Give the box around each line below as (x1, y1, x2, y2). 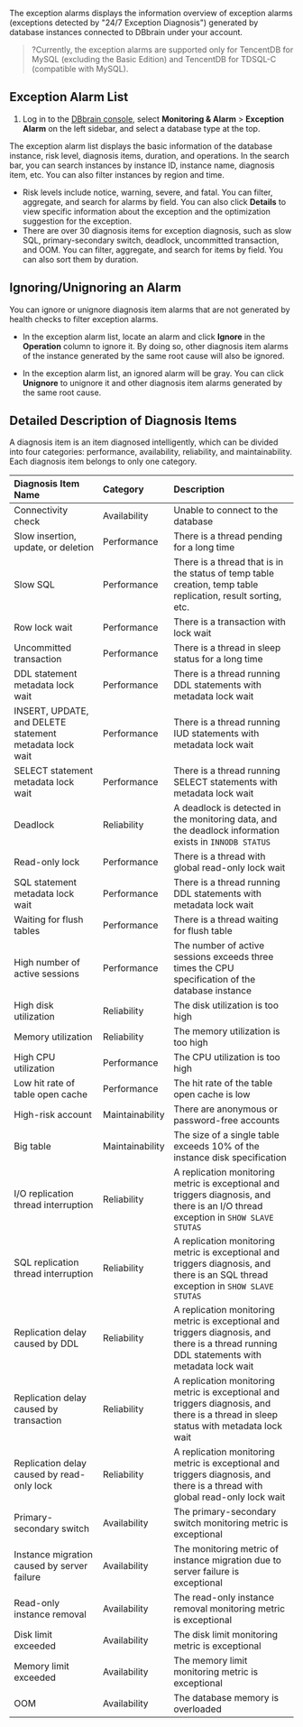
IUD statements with (173, 727, 260, 740)
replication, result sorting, (173, 590, 282, 603)
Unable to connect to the (173, 504, 279, 517)
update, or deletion (14, 541, 95, 554)
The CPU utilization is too (173, 1051, 281, 1064)
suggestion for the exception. (22, 216, 133, 226)
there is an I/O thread (173, 1200, 263, 1213)
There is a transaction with (173, 615, 286, 628)
